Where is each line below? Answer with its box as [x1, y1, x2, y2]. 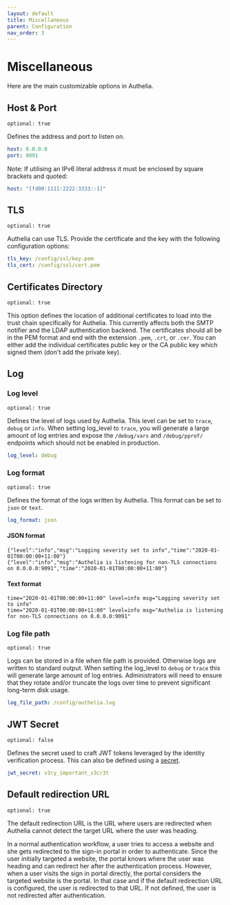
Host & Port [7, 101, 57, 114]
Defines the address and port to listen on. [7, 133, 125, 140]
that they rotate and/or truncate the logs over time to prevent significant [7, 679, 211, 687]
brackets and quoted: [7, 172, 68, 180]
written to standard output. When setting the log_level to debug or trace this [7, 664, 220, 672]
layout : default [7, 10, 54, 17]
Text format [7, 579, 41, 587]
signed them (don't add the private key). [7, 348, 122, 356]
